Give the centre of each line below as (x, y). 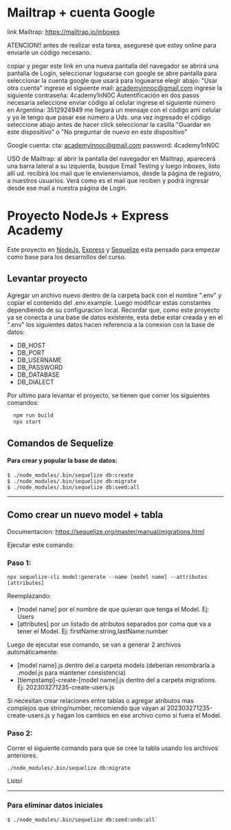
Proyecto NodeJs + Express (88, 216)
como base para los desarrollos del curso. (67, 257)
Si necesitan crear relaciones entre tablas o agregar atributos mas (101, 701)
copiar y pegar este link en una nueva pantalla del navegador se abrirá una (113, 66)
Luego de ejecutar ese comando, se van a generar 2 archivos (94, 645)
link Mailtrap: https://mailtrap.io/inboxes (64, 32)
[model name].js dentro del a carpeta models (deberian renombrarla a (116, 665)
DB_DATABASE (38, 375)
